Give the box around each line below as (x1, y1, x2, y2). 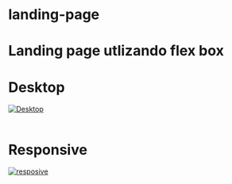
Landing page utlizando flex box (8, 42, 225, 60)
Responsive (8, 140, 87, 159)
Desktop (8, 78, 65, 96)
